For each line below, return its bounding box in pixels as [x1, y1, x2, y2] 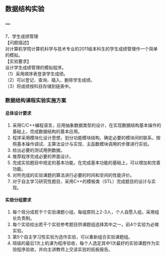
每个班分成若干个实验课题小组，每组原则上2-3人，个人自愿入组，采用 [12, 209, 155, 215]
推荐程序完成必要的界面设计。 [12, 153, 74, 159]
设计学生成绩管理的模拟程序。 [5, 64, 66, 70]
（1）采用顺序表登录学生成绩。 [5, 70, 68, 76]
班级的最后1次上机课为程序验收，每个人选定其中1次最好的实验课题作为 [12, 240, 156, 246]
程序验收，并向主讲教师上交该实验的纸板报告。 [16, 247, 113, 253]
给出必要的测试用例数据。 [12, 147, 65, 153]
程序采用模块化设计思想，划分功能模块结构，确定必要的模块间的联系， [12, 134, 157, 141]
